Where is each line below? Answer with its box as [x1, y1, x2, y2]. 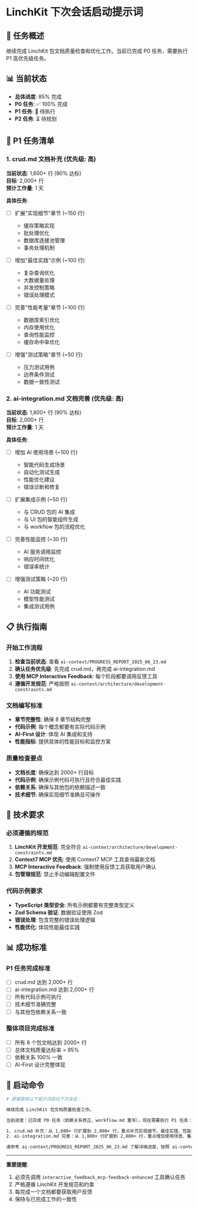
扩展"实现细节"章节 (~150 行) [14, 209, 85, 216]
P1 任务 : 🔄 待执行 [14, 107, 56, 115]
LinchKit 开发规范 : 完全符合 [14, 844, 81, 851]
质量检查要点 [6, 754, 43, 762]
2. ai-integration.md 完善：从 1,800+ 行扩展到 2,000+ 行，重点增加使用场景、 [6, 1133, 187, 1140]
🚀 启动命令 [6, 1080, 44, 1090]
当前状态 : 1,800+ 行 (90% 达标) [6, 409, 82, 416]
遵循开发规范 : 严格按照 [14, 680, 70, 687]
